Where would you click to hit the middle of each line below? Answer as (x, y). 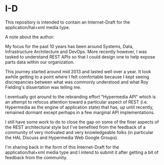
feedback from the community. (36, 157)
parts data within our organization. (40, 62)
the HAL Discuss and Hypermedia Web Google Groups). (62, 137)
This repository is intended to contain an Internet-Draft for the (68, 22)
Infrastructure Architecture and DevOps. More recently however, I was (76, 52)
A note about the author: (30, 37)
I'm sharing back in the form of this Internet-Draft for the (62, 147)
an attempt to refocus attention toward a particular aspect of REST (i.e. (77, 102)
